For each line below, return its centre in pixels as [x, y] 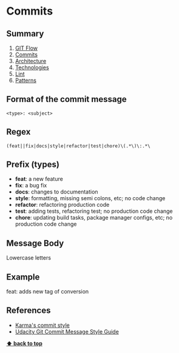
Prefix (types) [33, 165]
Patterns [25, 80]
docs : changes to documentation [56, 192]
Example [23, 277]
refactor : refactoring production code [62, 205]
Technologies [32, 67]
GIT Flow [26, 48]
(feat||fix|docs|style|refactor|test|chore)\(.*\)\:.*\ [78, 146]
